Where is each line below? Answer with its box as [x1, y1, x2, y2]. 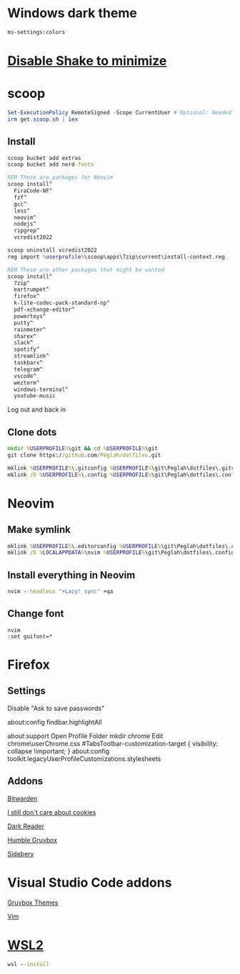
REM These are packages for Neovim [7, 174, 114, 182]
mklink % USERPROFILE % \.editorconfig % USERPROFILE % [7, 542, 161, 550]
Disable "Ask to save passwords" [7, 704, 105, 712]
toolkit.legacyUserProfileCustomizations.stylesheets [7, 754, 161, 762]
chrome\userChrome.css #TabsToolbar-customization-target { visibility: [7, 739, 219, 747]
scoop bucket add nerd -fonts [7, 161, 94, 169]
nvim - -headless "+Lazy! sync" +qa [7, 588, 114, 595]
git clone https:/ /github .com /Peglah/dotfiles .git [7, 452, 161, 459]
